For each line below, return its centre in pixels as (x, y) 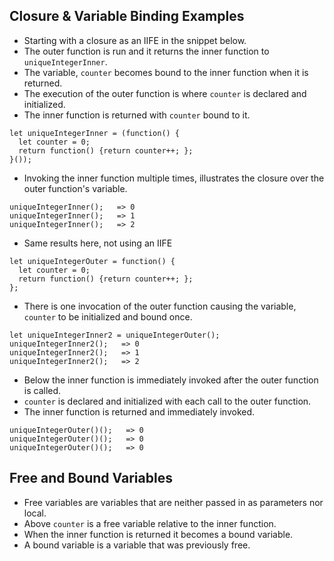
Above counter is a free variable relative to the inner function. (150, 523)
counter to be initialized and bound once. (108, 316)
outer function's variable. (75, 188)
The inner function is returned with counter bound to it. (137, 115)
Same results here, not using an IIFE (98, 243)
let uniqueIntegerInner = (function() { (95, 133)
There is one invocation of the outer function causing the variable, (160, 306)
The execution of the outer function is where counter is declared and (165, 93)
